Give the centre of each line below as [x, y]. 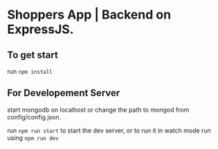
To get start [33, 55]
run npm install [30, 71]
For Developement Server [64, 93]
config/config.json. [34, 117]
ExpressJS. [40, 29]
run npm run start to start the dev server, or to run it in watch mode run [109, 130]
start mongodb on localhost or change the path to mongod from [98, 110]
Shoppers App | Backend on [89, 15]
